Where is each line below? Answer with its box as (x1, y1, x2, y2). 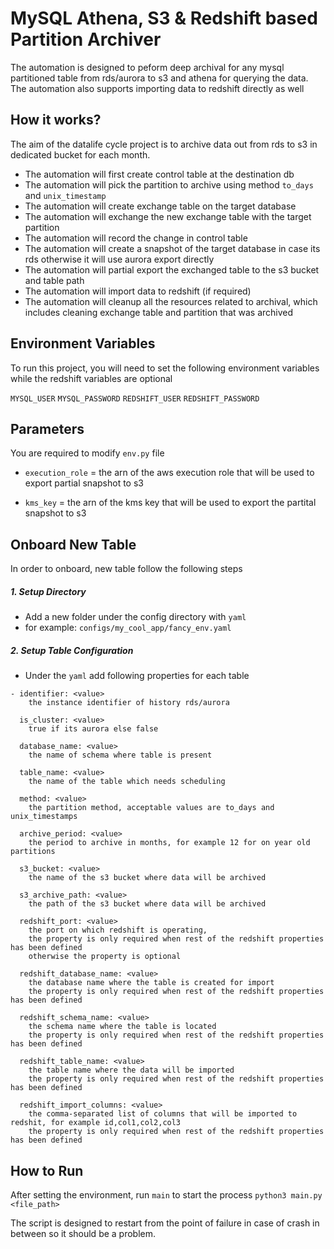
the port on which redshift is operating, (28, 925, 208, 936)
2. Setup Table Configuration (10, 644, 134, 656)
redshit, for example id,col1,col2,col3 (10, 1118, 182, 1128)
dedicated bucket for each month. (10, 148, 151, 161)
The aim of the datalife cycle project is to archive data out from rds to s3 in (10, 138, 318, 150)
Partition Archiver (10, 28, 162, 51)
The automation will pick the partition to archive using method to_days (24, 178, 314, 191)
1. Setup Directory (10, 585, 87, 597)
